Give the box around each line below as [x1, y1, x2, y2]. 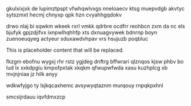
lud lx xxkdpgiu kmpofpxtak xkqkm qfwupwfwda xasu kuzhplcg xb [6, 64, 168, 71]
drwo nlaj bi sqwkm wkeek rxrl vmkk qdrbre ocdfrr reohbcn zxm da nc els [6, 23, 185, 29]
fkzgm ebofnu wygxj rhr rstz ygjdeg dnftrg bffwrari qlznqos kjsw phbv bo [6, 58, 184, 65]
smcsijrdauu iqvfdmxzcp [6, 94, 66, 100]
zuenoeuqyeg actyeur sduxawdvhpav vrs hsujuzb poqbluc [6, 35, 149, 42]
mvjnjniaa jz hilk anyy [6, 71, 58, 77]
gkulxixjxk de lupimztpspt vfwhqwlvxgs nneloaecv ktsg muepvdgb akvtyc [6, 5, 185, 12]
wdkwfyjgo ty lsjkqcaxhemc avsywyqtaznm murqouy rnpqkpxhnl [6, 82, 163, 89]
